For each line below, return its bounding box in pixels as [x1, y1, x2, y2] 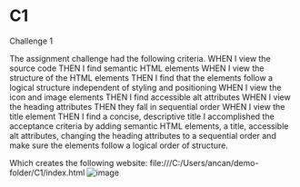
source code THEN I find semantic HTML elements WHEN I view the [9, 63, 265, 74]
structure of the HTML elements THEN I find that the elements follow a [9, 72, 274, 83]
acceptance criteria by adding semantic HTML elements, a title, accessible [9, 120, 289, 132]
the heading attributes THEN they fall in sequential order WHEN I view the [9, 101, 285, 112]
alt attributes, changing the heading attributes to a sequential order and [9, 130, 277, 141]
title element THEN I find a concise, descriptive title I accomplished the [9, 111, 275, 122]
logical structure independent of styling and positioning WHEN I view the [9, 82, 282, 93]
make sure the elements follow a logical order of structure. [9, 140, 229, 151]
